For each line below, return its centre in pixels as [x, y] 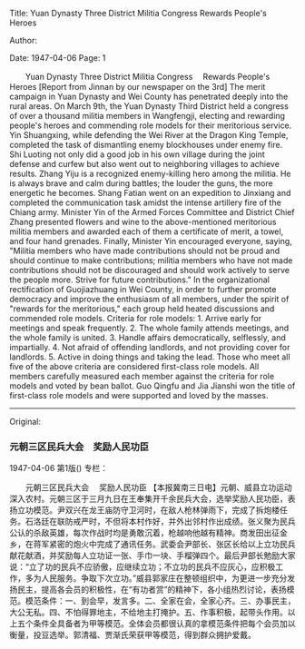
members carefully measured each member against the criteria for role [142, 376]
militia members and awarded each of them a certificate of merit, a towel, [147, 231]
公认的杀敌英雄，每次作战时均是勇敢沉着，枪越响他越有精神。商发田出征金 [148, 533]
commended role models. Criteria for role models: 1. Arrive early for [135, 318]
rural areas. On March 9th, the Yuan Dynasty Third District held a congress [149, 106]
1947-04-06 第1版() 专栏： [59, 468]
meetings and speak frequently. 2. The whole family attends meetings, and [149, 328]
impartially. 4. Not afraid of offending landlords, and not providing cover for [150, 347]
